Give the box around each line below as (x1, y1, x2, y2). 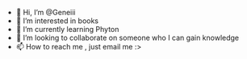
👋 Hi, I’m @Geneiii (15, 8, 76, 17)
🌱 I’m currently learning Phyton (15, 25, 119, 33)
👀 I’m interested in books (15, 16, 99, 26)
